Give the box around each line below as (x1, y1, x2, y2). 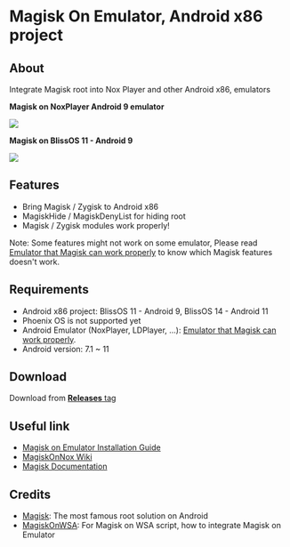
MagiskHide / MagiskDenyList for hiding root (21, 211, 187, 221)
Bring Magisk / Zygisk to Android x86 (21, 201, 159, 212)
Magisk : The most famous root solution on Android (21, 511, 209, 521)
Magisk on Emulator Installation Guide (21, 442, 162, 453)
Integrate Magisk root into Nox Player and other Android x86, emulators (9, 84, 271, 94)
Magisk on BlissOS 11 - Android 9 (9, 135, 133, 146)
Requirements (9, 282, 89, 297)
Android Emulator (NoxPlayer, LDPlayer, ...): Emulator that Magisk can (21, 325, 277, 335)
